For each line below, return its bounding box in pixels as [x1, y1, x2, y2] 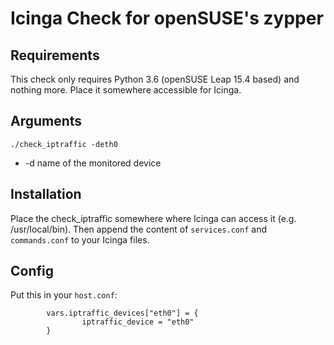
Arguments [10, 113, 83, 130]
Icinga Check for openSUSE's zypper [10, 7, 324, 30]
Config [10, 263, 54, 280]
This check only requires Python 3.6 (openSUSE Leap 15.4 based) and [10, 73, 300, 85]
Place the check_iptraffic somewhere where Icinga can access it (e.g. [10, 212, 297, 224]
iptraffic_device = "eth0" [81, 317, 195, 327]
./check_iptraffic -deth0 [10, 139, 118, 149]
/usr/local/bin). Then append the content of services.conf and [10, 223, 267, 235]
